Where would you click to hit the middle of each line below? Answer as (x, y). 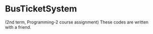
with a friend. (18, 27)
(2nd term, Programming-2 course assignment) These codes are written (77, 22)
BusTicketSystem (41, 9)
